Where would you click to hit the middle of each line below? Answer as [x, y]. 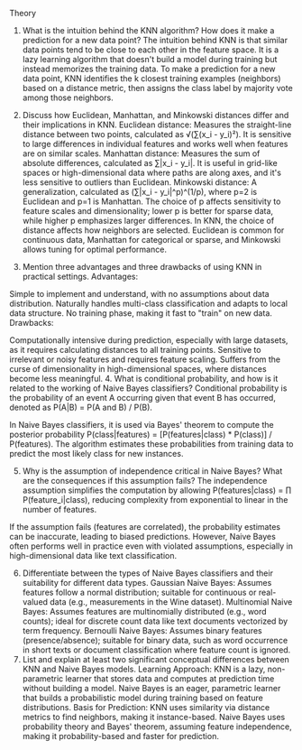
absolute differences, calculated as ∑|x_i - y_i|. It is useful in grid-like [150, 163]
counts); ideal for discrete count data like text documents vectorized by [155, 621]
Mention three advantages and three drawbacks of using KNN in [142, 267]
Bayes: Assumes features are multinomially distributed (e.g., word [145, 611]
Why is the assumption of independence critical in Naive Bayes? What [152, 471]
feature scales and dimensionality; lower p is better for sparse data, [147, 211]
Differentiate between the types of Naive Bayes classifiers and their [147, 573]
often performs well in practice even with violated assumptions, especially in [151, 546]
